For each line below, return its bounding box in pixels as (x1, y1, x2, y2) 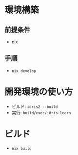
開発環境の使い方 (4, 86, 74, 97)
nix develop (11, 68, 36, 74)
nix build (11, 146, 32, 151)
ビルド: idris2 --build (11, 103, 58, 109)
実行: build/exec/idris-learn (11, 109, 71, 115)
